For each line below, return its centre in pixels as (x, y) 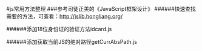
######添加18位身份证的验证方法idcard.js (59, 29)
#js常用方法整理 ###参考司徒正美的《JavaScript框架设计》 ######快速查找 (101, 9)
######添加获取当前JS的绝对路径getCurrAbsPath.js (72, 42)
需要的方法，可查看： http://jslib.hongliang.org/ (65, 16)
